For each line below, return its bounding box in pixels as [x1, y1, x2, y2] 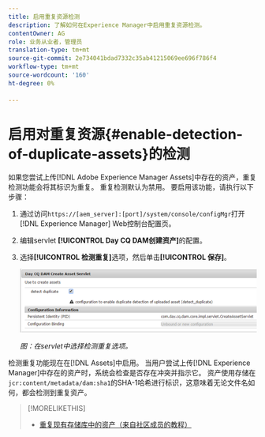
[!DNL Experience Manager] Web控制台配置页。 [19, 219, 176, 228]
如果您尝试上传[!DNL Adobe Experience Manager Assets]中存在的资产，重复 [8, 172, 257, 182]
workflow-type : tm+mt [8, 63, 80, 71]
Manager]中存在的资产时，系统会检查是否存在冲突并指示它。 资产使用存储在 [8, 367, 256, 377]
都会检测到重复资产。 [21, 387, 91, 397]
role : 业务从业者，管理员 [8, 38, 83, 46]
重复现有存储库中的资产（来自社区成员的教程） [39, 420, 192, 429]
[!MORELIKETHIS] [27, 403, 86, 413]
